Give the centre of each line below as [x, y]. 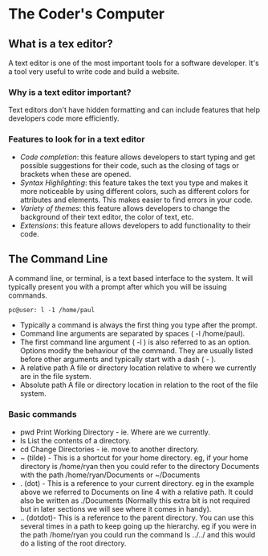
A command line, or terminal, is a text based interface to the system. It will [131, 278]
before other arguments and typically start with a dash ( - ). [118, 360]
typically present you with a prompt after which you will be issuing [118, 287]
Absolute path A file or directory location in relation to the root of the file [139, 385]
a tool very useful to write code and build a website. [94, 72]
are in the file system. [55, 377]
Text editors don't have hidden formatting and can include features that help [134, 110]
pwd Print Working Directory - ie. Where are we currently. [115, 432]
